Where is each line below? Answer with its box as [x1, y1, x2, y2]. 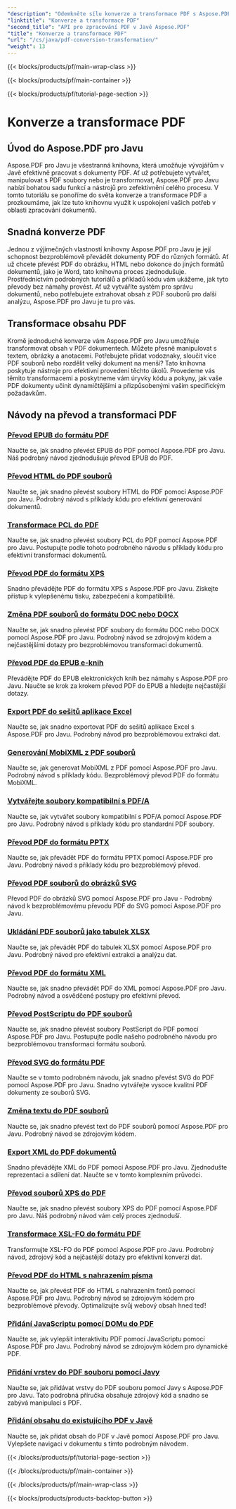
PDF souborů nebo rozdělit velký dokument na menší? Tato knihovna [7, 358, 206, 367]
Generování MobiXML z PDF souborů [7, 748, 136, 758]
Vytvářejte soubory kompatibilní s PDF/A [7, 796, 150, 806]
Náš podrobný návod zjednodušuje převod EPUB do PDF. [7, 453, 173, 462]
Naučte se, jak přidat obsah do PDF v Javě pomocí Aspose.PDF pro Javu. [7, 1432, 220, 1440]
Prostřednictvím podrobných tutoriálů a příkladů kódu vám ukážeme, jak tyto [7, 275, 229, 283]
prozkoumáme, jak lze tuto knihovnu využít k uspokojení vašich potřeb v [7, 199, 216, 206]
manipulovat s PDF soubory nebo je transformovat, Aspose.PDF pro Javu [7, 176, 219, 184]
